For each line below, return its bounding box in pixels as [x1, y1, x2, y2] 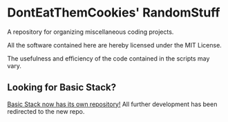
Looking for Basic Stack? [7, 81, 117, 94]
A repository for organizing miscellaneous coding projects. [7, 28, 174, 36]
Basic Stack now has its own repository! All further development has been [7, 100, 218, 108]
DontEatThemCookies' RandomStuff [7, 5, 220, 21]
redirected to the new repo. [7, 107, 85, 115]
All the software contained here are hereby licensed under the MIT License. [7, 41, 222, 49]
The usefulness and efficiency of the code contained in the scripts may [7, 54, 210, 63]
